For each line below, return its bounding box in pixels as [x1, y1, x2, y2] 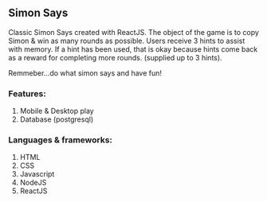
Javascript [19, 169, 55, 179]
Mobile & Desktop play [19, 107, 94, 116]
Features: [8, 87, 46, 99]
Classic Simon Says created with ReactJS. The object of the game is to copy [8, 27, 259, 37]
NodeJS [19, 178, 47, 188]
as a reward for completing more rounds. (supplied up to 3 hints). [8, 52, 222, 62]
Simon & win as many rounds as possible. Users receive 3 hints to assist [8, 36, 245, 45]
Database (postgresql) [19, 115, 94, 124]
